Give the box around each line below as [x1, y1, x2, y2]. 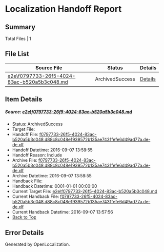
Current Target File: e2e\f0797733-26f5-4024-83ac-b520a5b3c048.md [12, 189, 158, 194]
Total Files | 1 [5, 36, 31, 41]
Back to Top [12, 214, 37, 220]
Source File [35, 64, 62, 71]
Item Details [5, 95, 42, 103]
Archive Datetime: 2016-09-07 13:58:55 [12, 173, 92, 179]
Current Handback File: [12, 194, 60, 199]
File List [5, 50, 29, 58]
